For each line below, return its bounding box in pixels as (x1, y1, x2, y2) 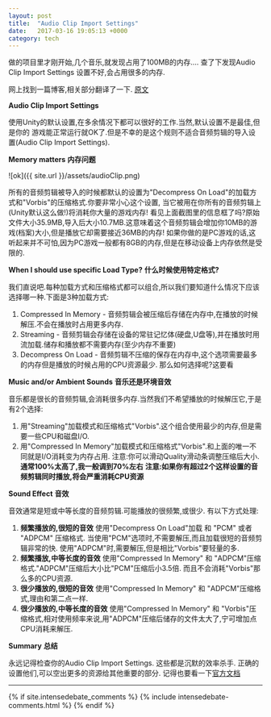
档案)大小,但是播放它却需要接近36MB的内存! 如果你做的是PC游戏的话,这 (18, 227, 256, 238)
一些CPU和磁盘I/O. (27, 431, 90, 441)
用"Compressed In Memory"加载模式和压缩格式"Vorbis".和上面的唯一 (19, 441, 250, 452)
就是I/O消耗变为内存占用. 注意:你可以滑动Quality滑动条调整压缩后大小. (27, 452, 260, 461)
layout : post (8, 11, 52, 20)
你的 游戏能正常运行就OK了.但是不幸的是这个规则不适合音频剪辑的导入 (15, 127, 249, 137)
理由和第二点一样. (29, 594, 89, 603)
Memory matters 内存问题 (8, 155, 97, 165)
